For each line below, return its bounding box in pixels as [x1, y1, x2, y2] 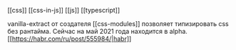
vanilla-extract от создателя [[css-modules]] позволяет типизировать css [7, 20, 230, 27]
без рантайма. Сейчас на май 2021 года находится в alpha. [7, 27, 188, 35]
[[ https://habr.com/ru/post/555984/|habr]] [7, 35, 132, 43]
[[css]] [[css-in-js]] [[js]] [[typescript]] [7, 6, 120, 14]
